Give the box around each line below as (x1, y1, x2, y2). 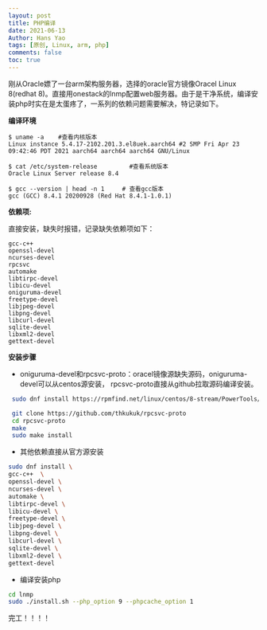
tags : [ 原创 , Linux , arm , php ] (8, 41, 110, 49)
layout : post (8, 11, 52, 20)
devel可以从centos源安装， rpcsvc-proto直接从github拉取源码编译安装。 (19, 379, 258, 389)
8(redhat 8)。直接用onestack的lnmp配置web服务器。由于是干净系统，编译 (8, 88, 252, 98)
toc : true (8, 57, 41, 65)
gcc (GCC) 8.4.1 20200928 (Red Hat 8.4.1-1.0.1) (8, 192, 172, 200)
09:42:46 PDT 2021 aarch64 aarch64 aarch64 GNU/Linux (8, 147, 191, 155)
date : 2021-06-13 (8, 26, 66, 34)
